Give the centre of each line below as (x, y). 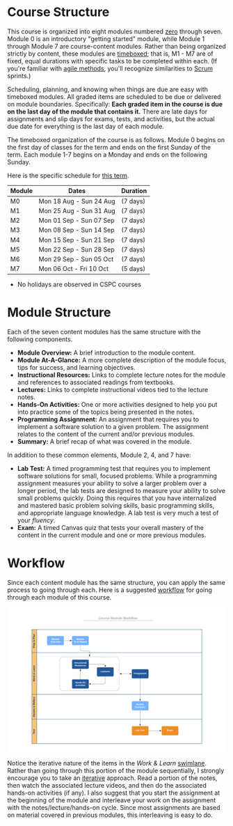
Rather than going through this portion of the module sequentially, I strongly (116, 770)
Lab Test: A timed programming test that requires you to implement (114, 468)
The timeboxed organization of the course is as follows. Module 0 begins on (116, 139)
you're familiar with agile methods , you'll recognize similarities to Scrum (110, 68)
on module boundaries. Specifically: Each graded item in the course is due (115, 104)
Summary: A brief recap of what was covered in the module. (104, 441)
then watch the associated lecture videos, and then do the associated (107, 785)
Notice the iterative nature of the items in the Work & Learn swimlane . (107, 763)
